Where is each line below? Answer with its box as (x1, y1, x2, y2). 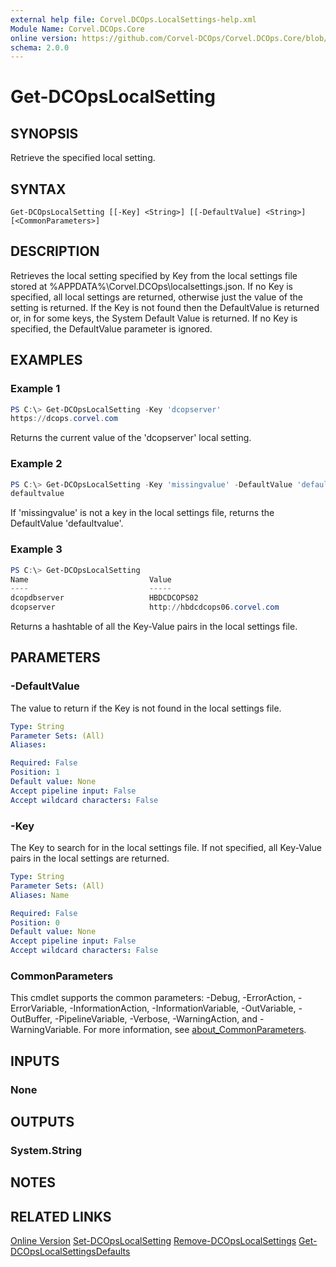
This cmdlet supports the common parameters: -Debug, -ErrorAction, (10, 992, 297, 1004)
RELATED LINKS (10, 1208, 112, 1225)
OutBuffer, (10, 1013, 53, 1025)
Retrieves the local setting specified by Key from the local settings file (10, 269, 298, 281)
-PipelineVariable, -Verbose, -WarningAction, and (54, 1013, 258, 1025)
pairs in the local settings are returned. (10, 852, 170, 865)
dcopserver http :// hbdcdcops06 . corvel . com (10, 602, 280, 613)
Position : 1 (10, 767, 60, 778)
